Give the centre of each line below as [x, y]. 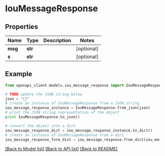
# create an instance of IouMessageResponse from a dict [65, 135]
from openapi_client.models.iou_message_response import [65, 85]
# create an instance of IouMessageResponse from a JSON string [72, 104]
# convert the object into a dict [41, 126]
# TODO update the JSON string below [44, 94]
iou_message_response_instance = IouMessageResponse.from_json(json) [78, 108]
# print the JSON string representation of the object [62, 113]
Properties [22, 27]
